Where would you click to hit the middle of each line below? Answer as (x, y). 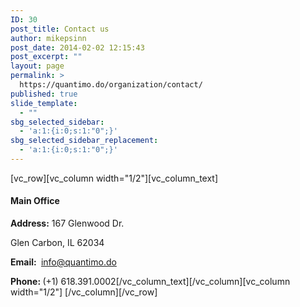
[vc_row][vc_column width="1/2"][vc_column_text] (114, 178)
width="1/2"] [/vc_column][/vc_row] (84, 292)
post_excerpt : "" (46, 57)
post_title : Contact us (60, 29)
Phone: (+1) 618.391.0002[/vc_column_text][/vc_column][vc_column (150, 282)
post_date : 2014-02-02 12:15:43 (77, 47)
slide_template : (44, 103)
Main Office (35, 201)
